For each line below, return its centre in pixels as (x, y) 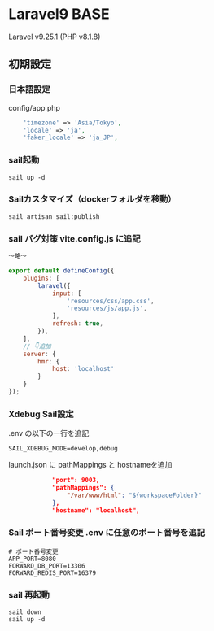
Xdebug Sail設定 (41, 414)
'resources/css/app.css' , (110, 301)
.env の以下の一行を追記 (49, 433)
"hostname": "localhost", (96, 510)
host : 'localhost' (83, 369)
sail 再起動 (29, 594)
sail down (25, 612)
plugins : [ (41, 278)
